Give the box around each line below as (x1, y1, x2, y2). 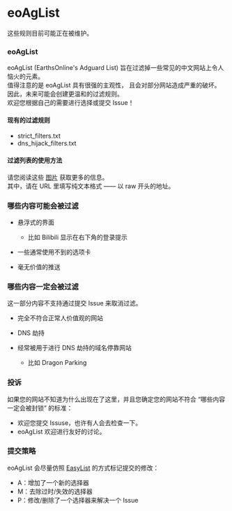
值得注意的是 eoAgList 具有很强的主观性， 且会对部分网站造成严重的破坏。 (7, 81, 221, 89)
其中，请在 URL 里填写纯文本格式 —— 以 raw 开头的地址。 (7, 182, 175, 190)
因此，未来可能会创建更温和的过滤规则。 (7, 89, 123, 99)
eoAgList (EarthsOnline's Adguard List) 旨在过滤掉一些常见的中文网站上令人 (7, 64, 224, 72)
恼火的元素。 (7, 72, 44, 81)
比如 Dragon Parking (27, 359, 87, 367)
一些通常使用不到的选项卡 (17, 247, 91, 256)
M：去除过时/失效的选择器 (17, 487, 93, 496)
